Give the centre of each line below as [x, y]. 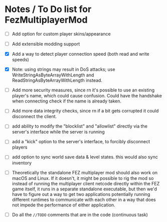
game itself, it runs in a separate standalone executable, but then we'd [85, 189]
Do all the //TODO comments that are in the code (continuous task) [80, 214]
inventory [22, 163]
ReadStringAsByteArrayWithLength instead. [57, 80]
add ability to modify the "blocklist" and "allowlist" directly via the [79, 126]
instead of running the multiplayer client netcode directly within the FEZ [86, 183]
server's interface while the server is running [58, 132]
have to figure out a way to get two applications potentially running [81, 194]
